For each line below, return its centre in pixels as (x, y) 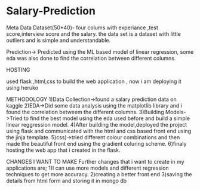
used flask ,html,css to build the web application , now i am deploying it (94, 81)
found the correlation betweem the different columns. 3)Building (85, 112)
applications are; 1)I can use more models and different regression (87, 168)
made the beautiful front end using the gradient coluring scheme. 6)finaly (96, 143)
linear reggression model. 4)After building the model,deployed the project (97, 124)
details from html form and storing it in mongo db (67, 180)
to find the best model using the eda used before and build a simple (107, 118)
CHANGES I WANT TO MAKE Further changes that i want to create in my (95, 161)
